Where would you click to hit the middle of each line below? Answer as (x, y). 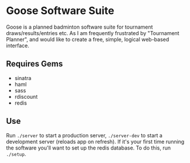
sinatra (23, 78)
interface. (18, 46)
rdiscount (26, 96)
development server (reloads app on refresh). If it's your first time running (95, 141)
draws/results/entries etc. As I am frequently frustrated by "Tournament (93, 33)
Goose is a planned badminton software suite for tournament (80, 27)
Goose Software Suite (60, 11)
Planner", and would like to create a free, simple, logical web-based (88, 39)
